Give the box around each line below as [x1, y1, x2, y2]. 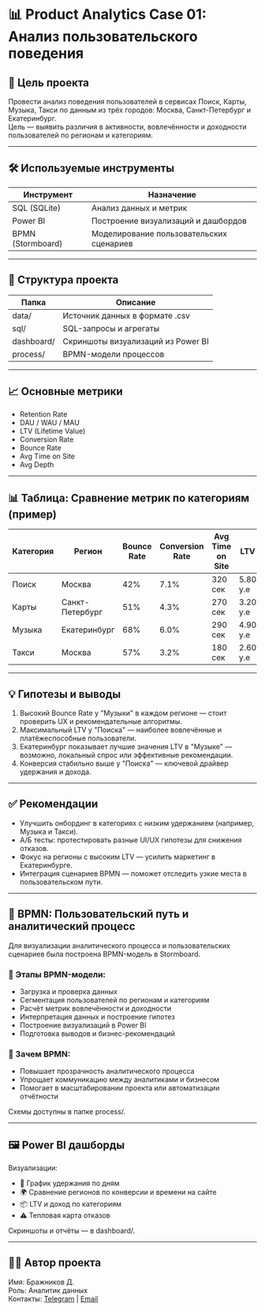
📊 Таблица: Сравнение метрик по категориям [8, 491, 250, 505]
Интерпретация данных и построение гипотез [19, 1012, 176, 1021]
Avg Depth [19, 460, 54, 469]
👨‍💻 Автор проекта [8, 1256, 101, 1270]
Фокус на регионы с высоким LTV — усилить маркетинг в [19, 852, 215, 861]
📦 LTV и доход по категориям [19, 1200, 122, 1209]
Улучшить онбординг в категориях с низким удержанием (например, [19, 818, 255, 827]
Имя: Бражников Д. [8, 1277, 75, 1287]
